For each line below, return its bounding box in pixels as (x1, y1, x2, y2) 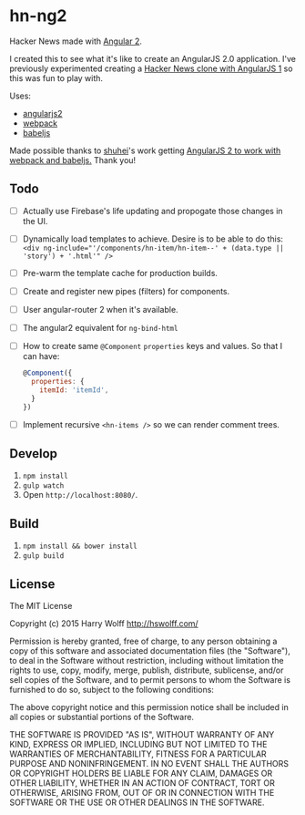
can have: (22, 351, 60, 362)
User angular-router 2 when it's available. (22, 304, 179, 315)
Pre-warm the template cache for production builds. (22, 267, 219, 278)
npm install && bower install (22, 542, 138, 552)
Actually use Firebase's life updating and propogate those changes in (22, 205, 284, 216)
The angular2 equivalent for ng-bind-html (22, 323, 178, 334)
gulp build (22, 552, 65, 561)
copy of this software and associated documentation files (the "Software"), (9, 645, 291, 656)
